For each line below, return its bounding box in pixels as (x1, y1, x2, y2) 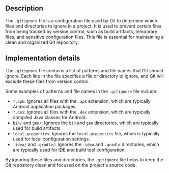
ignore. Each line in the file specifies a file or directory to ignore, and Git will (5, 73, 164, 79)
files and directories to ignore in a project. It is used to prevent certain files (5, 23, 162, 29)
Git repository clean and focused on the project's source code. (5, 162, 137, 168)
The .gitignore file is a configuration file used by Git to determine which (5, 17, 158, 23)
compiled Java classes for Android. (12, 114, 87, 120)
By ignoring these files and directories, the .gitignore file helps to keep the (5, 156, 164, 162)
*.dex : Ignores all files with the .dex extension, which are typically (12, 109, 151, 115)
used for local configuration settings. (12, 136, 90, 142)
